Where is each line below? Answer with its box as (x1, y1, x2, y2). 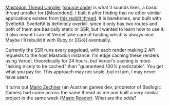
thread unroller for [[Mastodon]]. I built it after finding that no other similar (5, 10, 161, 16)
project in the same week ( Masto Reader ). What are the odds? (5, 95, 137, 101)
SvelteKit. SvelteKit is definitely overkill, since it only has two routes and (5, 20, 158, 27)
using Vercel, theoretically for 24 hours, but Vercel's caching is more (5, 58, 151, 63)
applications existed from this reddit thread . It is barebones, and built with (5, 15, 161, 21)
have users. (5, 74, 30, 80)
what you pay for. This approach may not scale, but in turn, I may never (5, 69, 156, 75)
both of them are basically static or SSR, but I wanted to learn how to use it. (5, 26, 165, 32)
